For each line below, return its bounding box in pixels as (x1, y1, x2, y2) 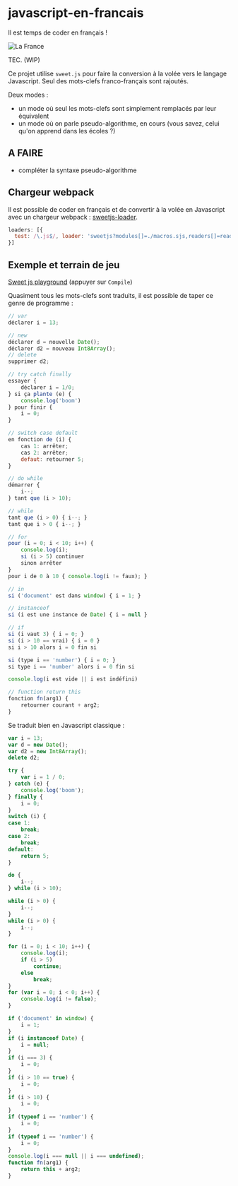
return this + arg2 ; (20, 1166, 81, 1173)
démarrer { (8, 481, 40, 489)
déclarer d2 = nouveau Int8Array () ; (8, 345, 116, 352)
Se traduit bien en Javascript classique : (8, 721, 125, 729)
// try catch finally (8, 371, 72, 378)
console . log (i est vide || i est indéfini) (8, 676, 138, 683)
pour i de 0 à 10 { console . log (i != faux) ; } (8, 573, 148, 580)
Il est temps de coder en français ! (8, 28, 108, 37)
